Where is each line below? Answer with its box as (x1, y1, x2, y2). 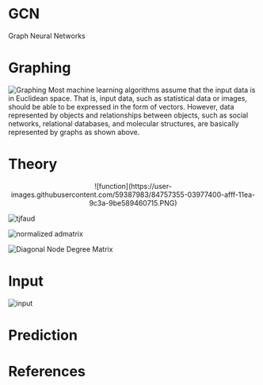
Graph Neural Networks (8, 31, 86, 40)
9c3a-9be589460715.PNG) (89, 198, 177, 207)
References (8, 363, 86, 381)
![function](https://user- (93, 181, 173, 191)
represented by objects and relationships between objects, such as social (8, 110, 249, 120)
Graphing (8, 59, 71, 77)
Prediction (8, 326, 78, 344)
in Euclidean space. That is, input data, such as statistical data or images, (8, 93, 248, 103)
